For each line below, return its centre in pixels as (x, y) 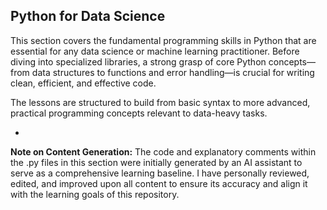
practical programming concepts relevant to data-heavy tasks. (139, 113)
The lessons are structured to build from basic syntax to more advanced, (160, 102)
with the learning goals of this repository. (95, 194)
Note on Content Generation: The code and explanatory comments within (163, 151)
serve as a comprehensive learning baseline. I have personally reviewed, (160, 173)
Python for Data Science (88, 16)
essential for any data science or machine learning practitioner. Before (155, 51)
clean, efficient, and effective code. (83, 83)
